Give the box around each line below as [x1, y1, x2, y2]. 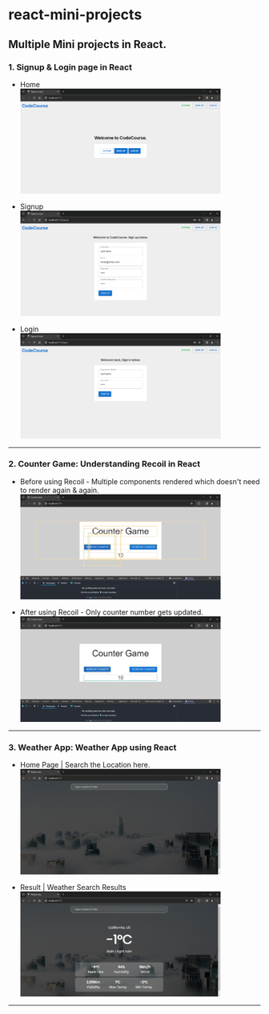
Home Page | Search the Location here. [19, 760, 151, 770]
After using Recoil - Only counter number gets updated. [19, 607, 204, 617]
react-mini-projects [8, 6, 143, 24]
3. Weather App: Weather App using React [8, 742, 177, 753]
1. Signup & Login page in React [8, 62, 132, 73]
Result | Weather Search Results [19, 882, 126, 892]
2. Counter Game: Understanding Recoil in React [8, 459, 201, 470]
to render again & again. [19, 485, 99, 495]
